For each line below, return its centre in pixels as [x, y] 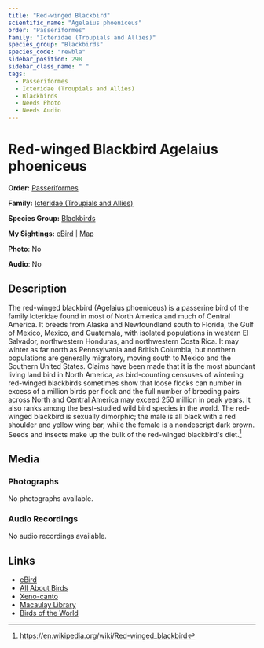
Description [37, 289]
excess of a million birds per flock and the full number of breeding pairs [124, 391]
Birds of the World [49, 613]
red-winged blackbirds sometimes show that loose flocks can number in [125, 383]
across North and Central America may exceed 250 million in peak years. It [130, 399]
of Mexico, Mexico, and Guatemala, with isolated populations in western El [128, 333]
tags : [17, 74]
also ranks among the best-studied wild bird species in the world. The [121, 408]
